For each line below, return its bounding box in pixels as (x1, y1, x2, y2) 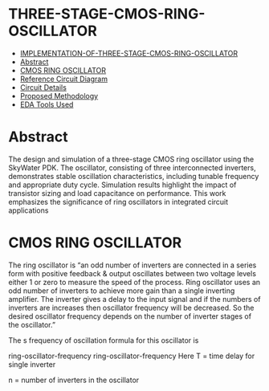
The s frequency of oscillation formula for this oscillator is (8, 335, 199, 345)
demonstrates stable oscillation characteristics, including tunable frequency (8, 171, 259, 181)
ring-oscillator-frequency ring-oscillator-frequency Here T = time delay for (8, 351, 255, 360)
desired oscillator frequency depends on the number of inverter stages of (8, 311, 251, 321)
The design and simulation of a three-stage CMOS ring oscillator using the (8, 154, 255, 164)
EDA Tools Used (19, 100, 74, 109)
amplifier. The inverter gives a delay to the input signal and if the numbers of (8, 294, 261, 303)
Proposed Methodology (19, 91, 99, 100)
